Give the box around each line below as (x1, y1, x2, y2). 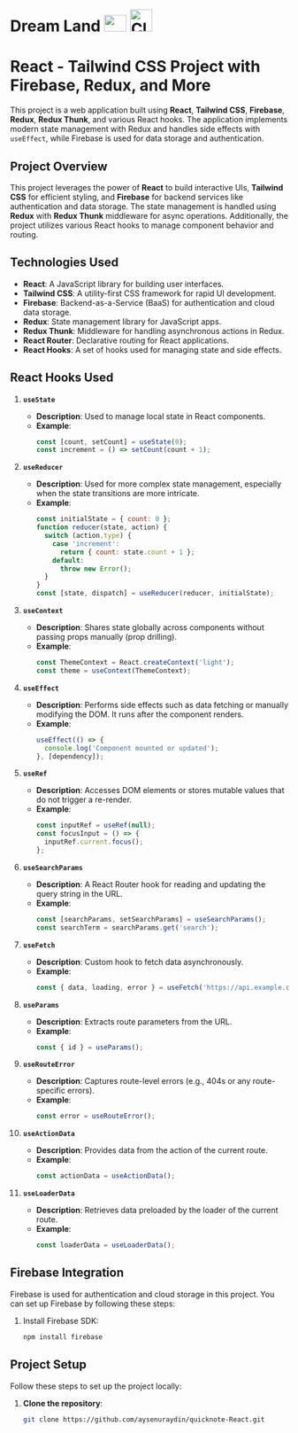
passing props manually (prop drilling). (35, 632, 178, 643)
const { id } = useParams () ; (35, 1042, 144, 1052)
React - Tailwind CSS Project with (10, 57, 261, 77)
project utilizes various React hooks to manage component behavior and (10, 220, 274, 230)
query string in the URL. (35, 888, 123, 899)
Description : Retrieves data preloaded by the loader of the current (35, 1205, 279, 1216)
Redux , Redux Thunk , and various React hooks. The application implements (10, 114, 288, 125)
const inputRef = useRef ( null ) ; (35, 821, 156, 830)
